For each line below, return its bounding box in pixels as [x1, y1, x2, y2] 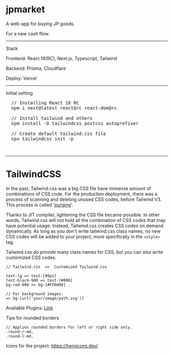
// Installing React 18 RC [11, 100, 79, 106]
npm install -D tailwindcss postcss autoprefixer [11, 120, 139, 126]
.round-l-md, [6, 333, 34, 339]
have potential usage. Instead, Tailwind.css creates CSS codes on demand [6, 222, 164, 229]
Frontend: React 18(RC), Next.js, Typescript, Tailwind [6, 55, 118, 61]
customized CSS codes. [6, 254, 57, 260]
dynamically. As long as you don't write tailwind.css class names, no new [6, 228, 161, 234]
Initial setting [6, 90, 33, 96]
